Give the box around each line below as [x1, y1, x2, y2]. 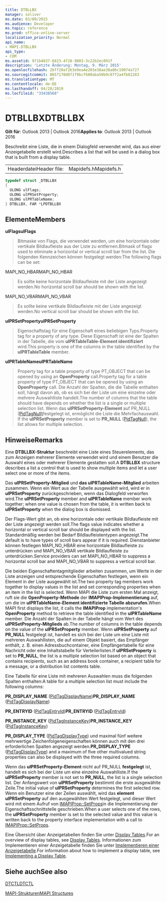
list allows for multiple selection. [17, 421, 84, 427]
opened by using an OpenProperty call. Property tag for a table [17, 373, 147, 379]
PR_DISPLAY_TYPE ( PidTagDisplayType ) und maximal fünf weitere [5, 733, 143, 739]
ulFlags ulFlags [5, 228, 36, 234]
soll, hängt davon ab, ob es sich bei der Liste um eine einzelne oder [17, 389, 156, 395]
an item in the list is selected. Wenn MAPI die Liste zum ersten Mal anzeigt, [5, 589, 159, 595]
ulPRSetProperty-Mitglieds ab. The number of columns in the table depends [5, 621, 163, 627]
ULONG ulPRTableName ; [9, 196, 55, 202]
